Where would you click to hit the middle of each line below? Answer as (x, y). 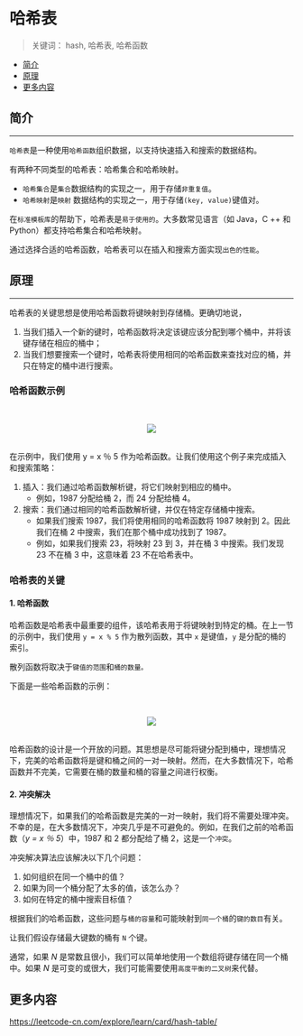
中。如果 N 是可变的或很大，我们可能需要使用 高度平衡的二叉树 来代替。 (136, 968)
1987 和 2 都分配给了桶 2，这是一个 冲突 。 (161, 838)
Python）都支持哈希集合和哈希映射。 (78, 230)
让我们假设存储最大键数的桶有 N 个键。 (81, 938)
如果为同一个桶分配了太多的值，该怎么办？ (101, 888)
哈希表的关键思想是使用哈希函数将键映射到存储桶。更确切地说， (128, 312)
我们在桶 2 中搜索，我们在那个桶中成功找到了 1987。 (133, 532)
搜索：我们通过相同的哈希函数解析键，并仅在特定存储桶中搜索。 (141, 509)
